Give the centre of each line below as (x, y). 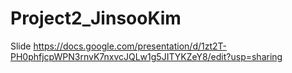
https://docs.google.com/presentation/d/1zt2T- (130, 46)
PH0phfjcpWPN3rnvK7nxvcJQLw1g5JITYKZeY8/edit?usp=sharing (146, 56)
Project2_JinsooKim (96, 18)
